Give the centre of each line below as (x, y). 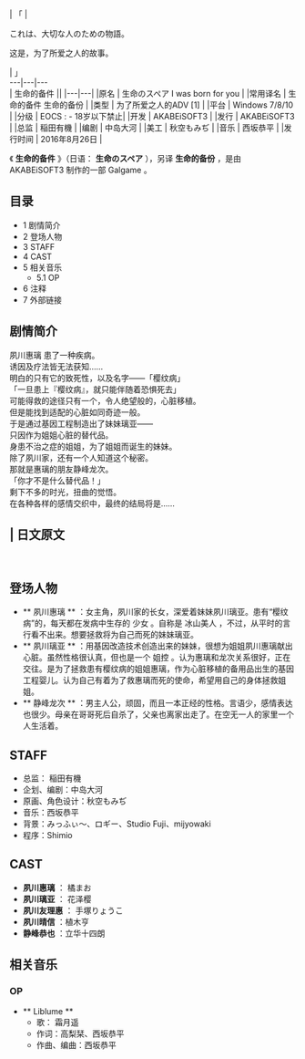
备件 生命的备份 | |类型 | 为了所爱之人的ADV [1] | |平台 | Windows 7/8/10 (159, 105)
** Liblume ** (48, 1011)
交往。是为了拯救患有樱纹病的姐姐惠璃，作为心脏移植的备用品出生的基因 (158, 669)
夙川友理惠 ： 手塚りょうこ (73, 910)
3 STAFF (39, 246)
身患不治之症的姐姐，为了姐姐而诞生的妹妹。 (93, 446)
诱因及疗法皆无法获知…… (56, 366)
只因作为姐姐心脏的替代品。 (61, 435)
